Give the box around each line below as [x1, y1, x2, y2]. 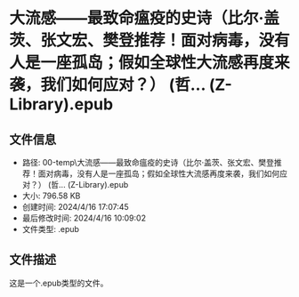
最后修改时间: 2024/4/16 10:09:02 [21, 213, 147, 223]
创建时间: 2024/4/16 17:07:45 [21, 202, 129, 212]
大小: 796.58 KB [21, 190, 81, 201]
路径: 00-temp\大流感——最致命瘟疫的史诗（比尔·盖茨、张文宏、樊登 [21, 157, 274, 167]
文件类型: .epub [21, 224, 80, 234]
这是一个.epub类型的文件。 [9, 277, 109, 288]
